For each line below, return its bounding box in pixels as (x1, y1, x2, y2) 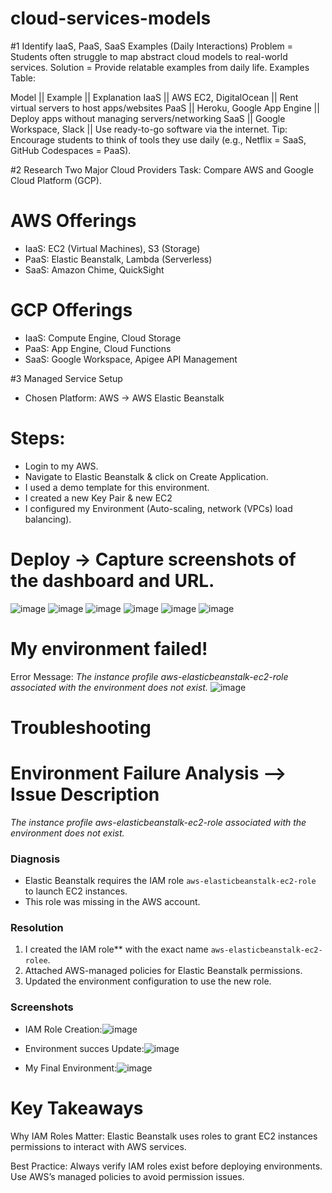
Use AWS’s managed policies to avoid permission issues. (10, 1170, 245, 1182)
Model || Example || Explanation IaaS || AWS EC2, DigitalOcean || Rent (10, 91, 299, 103)
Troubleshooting (10, 716, 152, 739)
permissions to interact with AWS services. (10, 1140, 187, 1152)
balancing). (24, 513, 72, 525)
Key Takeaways (10, 1097, 144, 1119)
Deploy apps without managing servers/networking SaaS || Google (10, 112, 286, 124)
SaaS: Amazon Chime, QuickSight (24, 263, 165, 276)
